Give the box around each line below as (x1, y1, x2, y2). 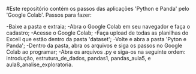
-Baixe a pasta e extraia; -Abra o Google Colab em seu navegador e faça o (6, 23, 191, 30)
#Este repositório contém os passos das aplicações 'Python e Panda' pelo (6, 5, 190, 12)
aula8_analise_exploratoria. (6, 61, 73, 68)
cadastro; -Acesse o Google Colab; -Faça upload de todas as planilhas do (6, 29, 189, 36)
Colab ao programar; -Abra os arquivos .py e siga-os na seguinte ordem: (6, 48, 186, 55)
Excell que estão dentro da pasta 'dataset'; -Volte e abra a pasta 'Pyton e (6, 36, 187, 42)
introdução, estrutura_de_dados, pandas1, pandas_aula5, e (6, 55, 151, 61)
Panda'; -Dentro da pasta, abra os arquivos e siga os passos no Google (6, 42, 183, 49)
